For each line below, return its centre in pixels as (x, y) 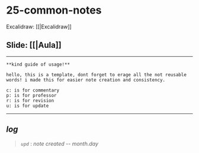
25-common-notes (54, 10)
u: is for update (28, 106)
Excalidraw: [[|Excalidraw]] (39, 27)
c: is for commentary (33, 90)
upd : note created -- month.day (60, 144)
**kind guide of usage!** (38, 64)
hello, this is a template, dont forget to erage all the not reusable (96, 74)
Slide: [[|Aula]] (34, 45)
